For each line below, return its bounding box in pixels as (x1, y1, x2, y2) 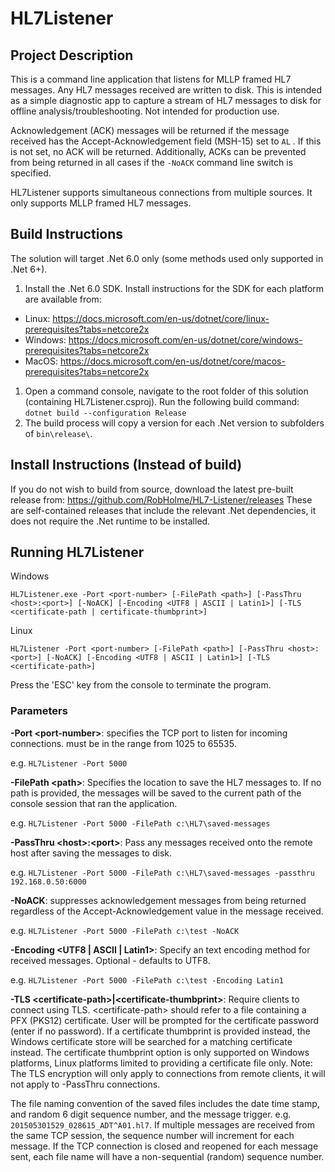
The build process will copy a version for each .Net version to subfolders (24, 417, 325, 429)
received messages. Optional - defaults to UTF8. (10, 954, 211, 966)
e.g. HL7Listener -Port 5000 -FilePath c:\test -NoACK (10, 924, 240, 936)
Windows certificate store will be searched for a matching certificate (10, 1035, 293, 1047)
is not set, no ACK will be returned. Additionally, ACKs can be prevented (10, 146, 307, 157)
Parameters (10, 704, 68, 718)
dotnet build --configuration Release (24, 408, 187, 418)
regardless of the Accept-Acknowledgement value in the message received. (10, 905, 324, 917)
